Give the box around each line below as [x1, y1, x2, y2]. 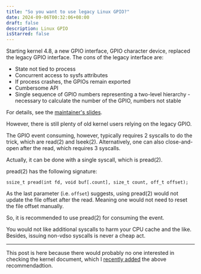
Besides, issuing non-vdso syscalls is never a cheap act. [6, 232, 145, 239]
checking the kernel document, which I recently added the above [6, 255, 167, 263]
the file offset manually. [6, 203, 64, 210]
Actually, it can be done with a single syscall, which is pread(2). [6, 156, 163, 163]
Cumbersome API [14, 84, 59, 92]
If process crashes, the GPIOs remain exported [14, 78, 131, 86]
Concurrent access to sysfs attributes [14, 72, 108, 79]
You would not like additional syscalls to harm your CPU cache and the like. [6, 226, 192, 233]
